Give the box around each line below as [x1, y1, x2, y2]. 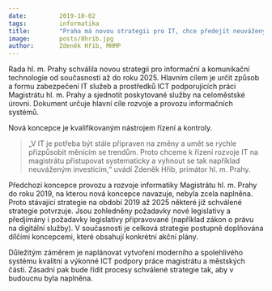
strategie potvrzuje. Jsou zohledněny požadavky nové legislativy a [8, 206, 231, 216]
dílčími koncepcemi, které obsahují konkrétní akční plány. [8, 232, 198, 242]
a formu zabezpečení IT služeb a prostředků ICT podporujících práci [8, 82, 236, 92]
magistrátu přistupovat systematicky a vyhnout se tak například [28, 156, 240, 166]
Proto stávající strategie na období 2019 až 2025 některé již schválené [8, 198, 243, 208]
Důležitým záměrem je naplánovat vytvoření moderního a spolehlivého [8, 248, 244, 258]
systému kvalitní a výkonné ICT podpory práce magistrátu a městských [8, 256, 245, 266]
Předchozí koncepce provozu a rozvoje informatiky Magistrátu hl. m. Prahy [8, 180, 257, 190]
